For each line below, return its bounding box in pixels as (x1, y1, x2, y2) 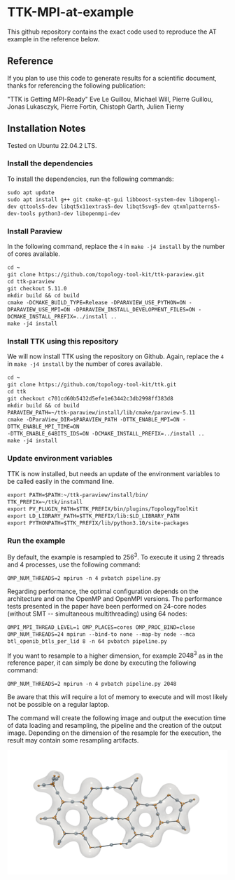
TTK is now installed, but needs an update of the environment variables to (7, 469, 220, 478)
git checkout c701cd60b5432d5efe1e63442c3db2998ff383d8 (7, 395, 173, 402)
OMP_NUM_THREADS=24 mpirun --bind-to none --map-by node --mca (7, 630, 196, 638)
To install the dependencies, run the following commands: (7, 175, 174, 183)
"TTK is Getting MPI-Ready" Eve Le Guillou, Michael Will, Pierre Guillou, (7, 95, 213, 103)
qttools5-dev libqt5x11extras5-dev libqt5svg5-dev (20, 203, 171, 210)
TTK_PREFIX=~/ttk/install (7, 499, 83, 506)
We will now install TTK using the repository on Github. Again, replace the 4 (7, 352, 225, 361)
